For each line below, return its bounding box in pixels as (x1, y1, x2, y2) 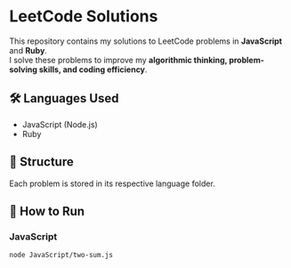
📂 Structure (9, 154, 74, 170)
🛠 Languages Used (9, 91, 119, 106)
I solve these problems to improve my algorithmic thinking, (9, 54, 228, 65)
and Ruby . (9, 45, 47, 55)
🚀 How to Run (9, 203, 85, 219)
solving (9, 64, 38, 75)
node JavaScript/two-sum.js (9, 251, 114, 260)
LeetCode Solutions (9, 6, 158, 27)
